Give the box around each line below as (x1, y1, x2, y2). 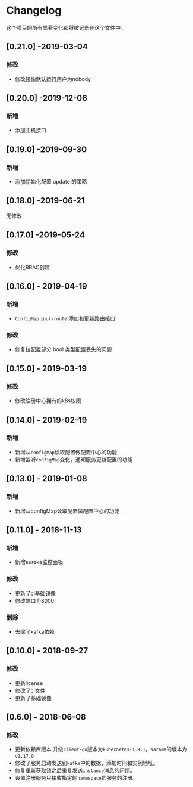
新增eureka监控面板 (14, 559, 64, 566)
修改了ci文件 (14, 687, 46, 694)
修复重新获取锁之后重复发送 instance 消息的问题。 (14, 767, 135, 774)
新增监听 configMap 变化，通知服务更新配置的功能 (14, 456, 133, 463)
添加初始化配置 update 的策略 (14, 178, 87, 185)
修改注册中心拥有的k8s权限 (14, 397, 81, 404)
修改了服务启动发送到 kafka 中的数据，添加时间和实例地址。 (14, 760, 159, 767)
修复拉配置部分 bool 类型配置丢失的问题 (14, 346, 112, 353)
